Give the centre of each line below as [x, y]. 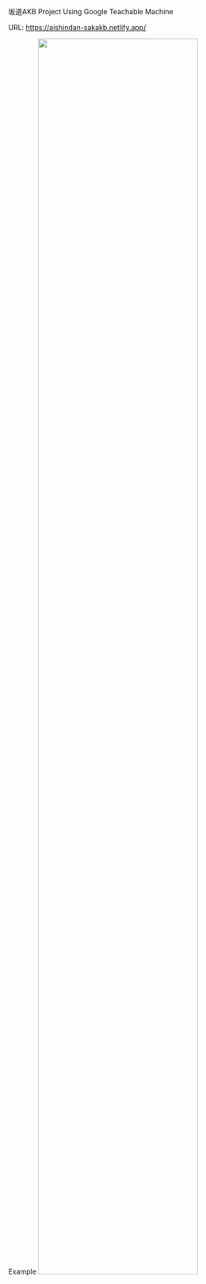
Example [23, 1271]
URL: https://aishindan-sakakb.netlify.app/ [77, 27]
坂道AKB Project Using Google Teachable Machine [91, 11]
